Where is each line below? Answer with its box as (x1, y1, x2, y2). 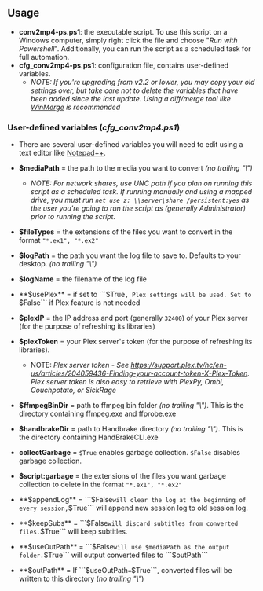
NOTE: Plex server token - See (30, 361, 130, 370)
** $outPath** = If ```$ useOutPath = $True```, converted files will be (18, 566, 232, 575)
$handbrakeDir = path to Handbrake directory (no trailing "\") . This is (18, 424, 244, 434)
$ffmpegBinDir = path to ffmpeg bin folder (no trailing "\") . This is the (18, 401, 244, 410)
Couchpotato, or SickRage (30, 385, 117, 395)
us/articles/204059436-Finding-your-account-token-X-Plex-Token (30, 369, 248, 378)
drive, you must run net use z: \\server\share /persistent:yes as (30, 196, 250, 205)
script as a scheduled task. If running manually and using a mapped (30, 187, 253, 196)
